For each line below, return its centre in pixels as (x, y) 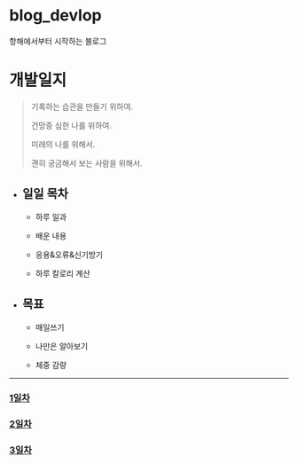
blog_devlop (55, 16)
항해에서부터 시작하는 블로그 (58, 41)
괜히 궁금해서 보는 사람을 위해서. (86, 163)
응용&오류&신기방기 (69, 255)
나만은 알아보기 (62, 346)
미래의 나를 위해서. (63, 144)
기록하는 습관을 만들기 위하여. (82, 106)
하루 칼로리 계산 (63, 273)
